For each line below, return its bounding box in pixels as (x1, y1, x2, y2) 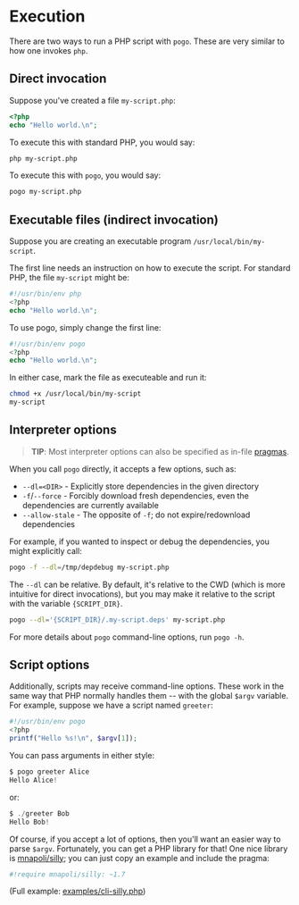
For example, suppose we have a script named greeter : (9, 700, 213, 711)
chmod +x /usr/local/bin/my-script (9, 390, 142, 398)
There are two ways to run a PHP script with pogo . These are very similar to (9, 36, 286, 46)
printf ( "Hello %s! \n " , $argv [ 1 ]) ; (9, 734, 138, 743)
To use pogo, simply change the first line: (9, 322, 162, 332)
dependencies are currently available (21, 499, 159, 510)
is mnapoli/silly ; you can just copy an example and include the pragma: (9, 852, 270, 863)
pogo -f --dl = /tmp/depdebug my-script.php (9, 563, 170, 572)
